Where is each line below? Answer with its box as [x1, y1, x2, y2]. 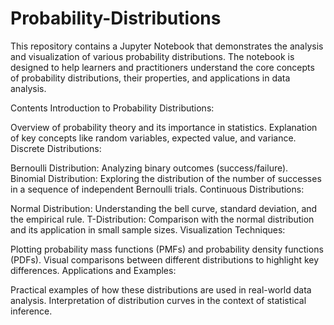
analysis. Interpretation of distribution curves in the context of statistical [10, 294, 307, 306]
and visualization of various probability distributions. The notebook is [10, 50, 295, 62]
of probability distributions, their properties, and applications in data [10, 72, 291, 84]
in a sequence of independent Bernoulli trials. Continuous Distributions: [10, 183, 305, 195]
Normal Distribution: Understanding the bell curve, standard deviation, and [10, 202, 318, 214]
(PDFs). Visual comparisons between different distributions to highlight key [10, 253, 320, 266]
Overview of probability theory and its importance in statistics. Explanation [10, 121, 318, 133]
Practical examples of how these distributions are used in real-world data [10, 283, 312, 296]
